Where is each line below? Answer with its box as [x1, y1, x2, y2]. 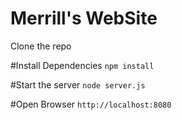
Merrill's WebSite [10, 7, 158, 30]
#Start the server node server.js [10, 78, 146, 91]
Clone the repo [10, 40, 72, 52]
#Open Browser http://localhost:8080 [10, 98, 172, 110]
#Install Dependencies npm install [10, 59, 155, 71]
